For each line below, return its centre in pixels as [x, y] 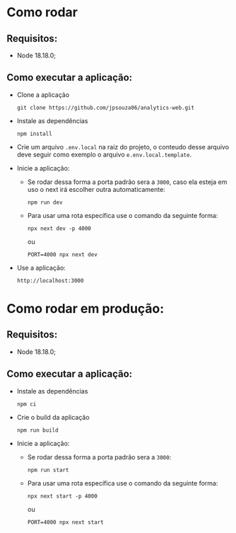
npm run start [48, 470]
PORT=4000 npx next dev [63, 254]
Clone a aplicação [43, 94]
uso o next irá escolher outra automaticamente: [96, 189]
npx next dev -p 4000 [59, 228]
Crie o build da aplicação [53, 417]
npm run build [37, 430]
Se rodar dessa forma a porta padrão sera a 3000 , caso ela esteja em [127, 182]
